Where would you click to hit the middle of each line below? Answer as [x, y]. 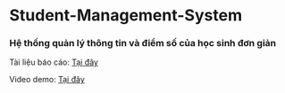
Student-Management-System [126, 15]
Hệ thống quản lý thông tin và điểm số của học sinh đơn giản [143, 43]
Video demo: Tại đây [47, 80]
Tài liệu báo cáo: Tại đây [54, 62]
